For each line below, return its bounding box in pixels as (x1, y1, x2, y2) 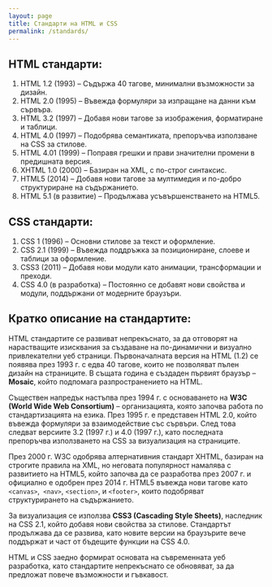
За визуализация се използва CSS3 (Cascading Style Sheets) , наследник (8, 510, 262, 520)
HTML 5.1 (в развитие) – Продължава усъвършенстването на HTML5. (19, 191, 261, 201)
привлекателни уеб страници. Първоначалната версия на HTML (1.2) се (8, 351, 259, 361)
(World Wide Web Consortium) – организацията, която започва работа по (8, 401, 264, 411)
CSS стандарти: (8, 215, 93, 229)
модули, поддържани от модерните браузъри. (19, 288, 182, 298)
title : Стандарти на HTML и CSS (8, 20, 118, 28)
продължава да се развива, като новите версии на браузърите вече (8, 528, 246, 537)
